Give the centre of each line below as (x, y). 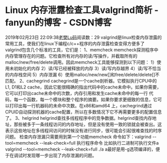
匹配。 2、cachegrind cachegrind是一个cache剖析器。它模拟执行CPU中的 (81, 81)
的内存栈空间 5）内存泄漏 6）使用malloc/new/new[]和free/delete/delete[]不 (83, 75)
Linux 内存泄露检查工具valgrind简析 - (82, 10)
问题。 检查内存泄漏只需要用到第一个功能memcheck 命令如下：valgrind (78, 137)
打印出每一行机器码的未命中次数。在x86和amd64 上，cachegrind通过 (81, 105)
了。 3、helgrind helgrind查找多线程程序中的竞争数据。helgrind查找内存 (79, 118)
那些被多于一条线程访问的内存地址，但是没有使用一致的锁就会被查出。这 (88, 124)
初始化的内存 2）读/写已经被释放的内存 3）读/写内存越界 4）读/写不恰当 (87, 68)
